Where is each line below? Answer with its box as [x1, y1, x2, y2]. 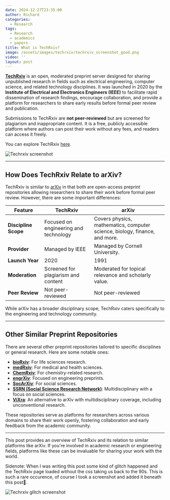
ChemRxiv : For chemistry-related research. [12, 369, 104, 375]
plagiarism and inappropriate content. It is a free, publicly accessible [5, 121, 148, 127]
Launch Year [8, 257, 39, 264]
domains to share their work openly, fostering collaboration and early [5, 417, 149, 423]
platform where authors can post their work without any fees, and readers [5, 126, 159, 132]
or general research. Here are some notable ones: [5, 349, 109, 355]
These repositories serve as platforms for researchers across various [5, 411, 149, 418]
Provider [8, 246, 29, 253]
